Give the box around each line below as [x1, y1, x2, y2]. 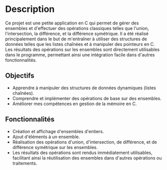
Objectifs [5, 71, 35, 80]
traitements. [12, 160, 37, 166]
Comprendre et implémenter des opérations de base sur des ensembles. [12, 95, 162, 101]
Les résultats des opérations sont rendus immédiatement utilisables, [12, 150, 153, 156]
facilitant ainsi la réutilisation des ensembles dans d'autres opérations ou [12, 155, 162, 161]
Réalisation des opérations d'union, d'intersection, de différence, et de [12, 139, 157, 145]
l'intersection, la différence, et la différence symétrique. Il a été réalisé [5, 30, 149, 36]
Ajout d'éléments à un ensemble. [12, 134, 80, 140]
